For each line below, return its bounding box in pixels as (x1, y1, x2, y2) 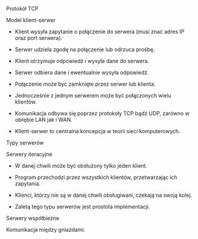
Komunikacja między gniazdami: (6, 226, 85, 233)
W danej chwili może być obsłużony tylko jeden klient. (14, 162, 147, 169)
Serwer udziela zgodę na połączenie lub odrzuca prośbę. (14, 46, 155, 53)
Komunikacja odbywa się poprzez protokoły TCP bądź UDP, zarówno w (14, 110, 190, 117)
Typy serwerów (6, 139, 45, 146)
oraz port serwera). (14, 34, 62, 41)
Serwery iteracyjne (6, 151, 52, 158)
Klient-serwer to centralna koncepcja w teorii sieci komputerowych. (14, 128, 180, 134)
